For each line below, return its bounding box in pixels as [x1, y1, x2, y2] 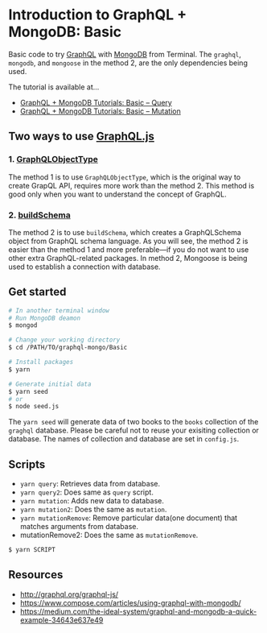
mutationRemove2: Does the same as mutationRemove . [19, 530, 199, 540]
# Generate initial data [8, 380, 92, 388]
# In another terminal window [8, 306, 110, 315]
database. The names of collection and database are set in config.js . [8, 434, 240, 444]
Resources [8, 568, 64, 581]
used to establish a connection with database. [8, 262, 161, 271]
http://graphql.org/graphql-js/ [19, 590, 119, 599]
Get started [8, 285, 67, 299]
